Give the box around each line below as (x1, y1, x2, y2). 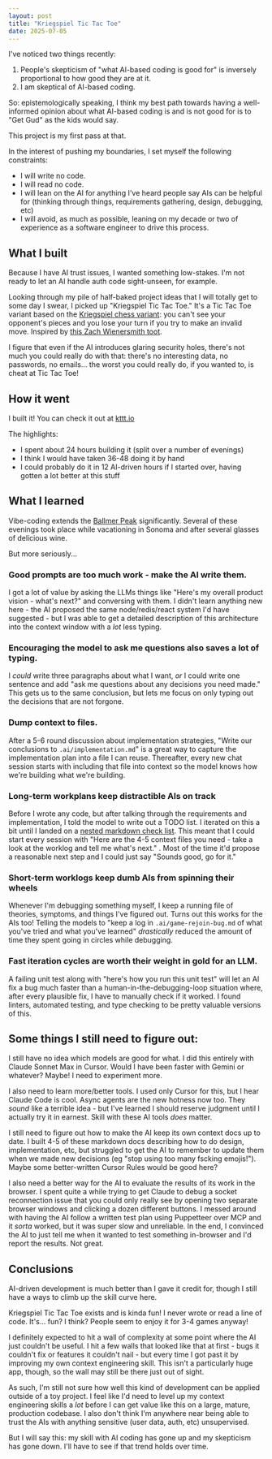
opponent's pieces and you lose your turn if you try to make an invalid (8, 318, 243, 328)
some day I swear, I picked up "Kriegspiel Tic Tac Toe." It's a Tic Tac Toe (8, 301, 252, 311)
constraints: (8, 155, 49, 165)
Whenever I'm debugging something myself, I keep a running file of (8, 900, 234, 910)
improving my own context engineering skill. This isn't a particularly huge (8, 1358, 253, 1368)
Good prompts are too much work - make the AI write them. (8, 569, 248, 581)
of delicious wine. (8, 533, 67, 542)
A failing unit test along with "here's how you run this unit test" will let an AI (8, 973, 260, 983)
